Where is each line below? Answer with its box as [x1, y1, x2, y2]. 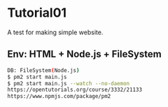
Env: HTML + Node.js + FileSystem [7, 48, 162, 60]
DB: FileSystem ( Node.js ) [7, 66, 80, 74]
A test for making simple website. [7, 28, 104, 36]
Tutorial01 [7, 5, 67, 21]
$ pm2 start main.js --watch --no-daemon [7, 80, 130, 87]
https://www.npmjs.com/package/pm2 [7, 93, 111, 100]
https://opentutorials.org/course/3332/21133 [7, 86, 142, 94]
